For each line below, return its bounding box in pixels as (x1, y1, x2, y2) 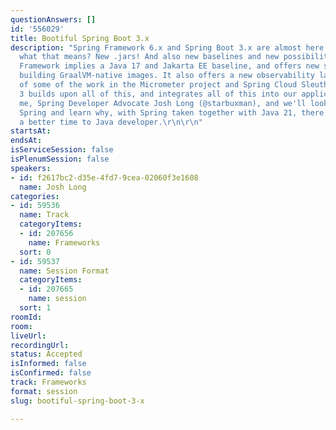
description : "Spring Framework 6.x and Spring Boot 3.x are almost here (10, 42, 325, 53)
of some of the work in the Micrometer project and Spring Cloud (19, 80, 298, 90)
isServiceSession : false (10, 145, 114, 155)
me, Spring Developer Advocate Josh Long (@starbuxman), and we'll (19, 98, 307, 108)
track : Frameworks (10, 377, 87, 387)
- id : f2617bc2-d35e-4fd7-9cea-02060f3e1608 (10, 172, 199, 183)
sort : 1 (19, 303, 52, 313)
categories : (10, 191, 60, 201)
